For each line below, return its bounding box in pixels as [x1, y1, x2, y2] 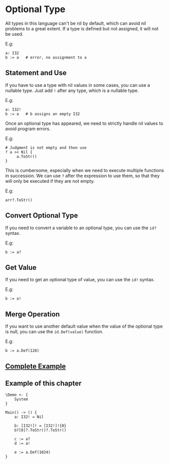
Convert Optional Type [5, 211, 78, 220]
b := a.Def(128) [5, 348, 39, 353]
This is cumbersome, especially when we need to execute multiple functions [5, 167, 164, 173]
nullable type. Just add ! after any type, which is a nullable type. [5, 87, 139, 93]
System [14, 397, 28, 402]
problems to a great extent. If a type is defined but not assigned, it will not [5, 25, 159, 31]
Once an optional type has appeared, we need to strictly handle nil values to [5, 120, 163, 126]
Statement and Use [5, 69, 67, 77]
